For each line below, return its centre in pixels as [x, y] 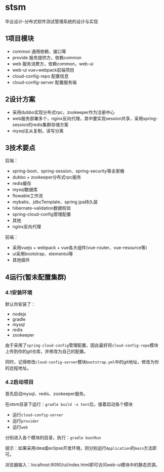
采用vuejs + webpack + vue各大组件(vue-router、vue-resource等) [80, 248]
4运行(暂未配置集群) [36, 277]
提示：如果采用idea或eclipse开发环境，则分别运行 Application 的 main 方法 [79, 448]
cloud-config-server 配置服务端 [44, 82]
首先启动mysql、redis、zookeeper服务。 [46, 394]
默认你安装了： [20, 304]
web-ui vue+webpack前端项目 [43, 70]
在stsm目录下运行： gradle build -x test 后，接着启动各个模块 [69, 404]
